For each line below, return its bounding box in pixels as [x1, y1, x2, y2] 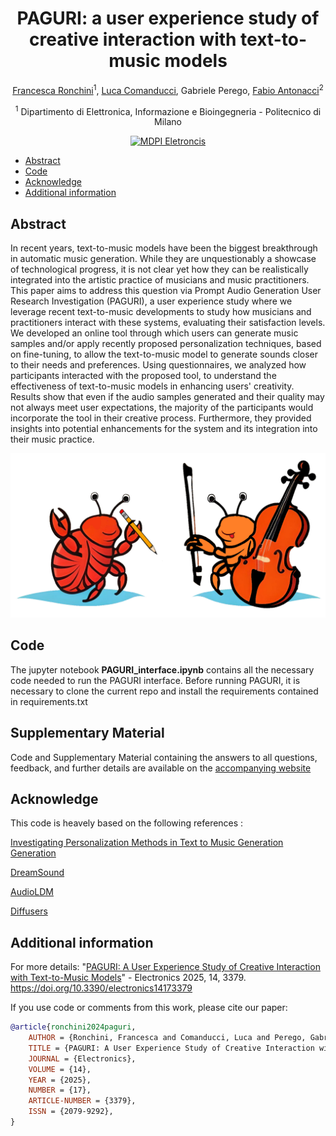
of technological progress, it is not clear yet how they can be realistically [10, 263, 309, 276]
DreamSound [10, 867, 65, 879]
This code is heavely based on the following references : [10, 817, 244, 829]
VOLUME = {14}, [28, 1064, 92, 1074]
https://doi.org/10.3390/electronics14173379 [10, 982, 193, 994]
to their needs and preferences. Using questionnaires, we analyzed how [10, 359, 307, 371]
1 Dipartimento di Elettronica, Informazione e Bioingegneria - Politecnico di [14, 103, 322, 117]
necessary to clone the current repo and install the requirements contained [10, 685, 319, 697]
